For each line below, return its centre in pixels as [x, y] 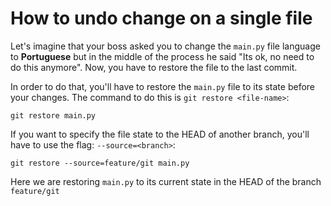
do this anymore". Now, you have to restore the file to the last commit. [154, 67]
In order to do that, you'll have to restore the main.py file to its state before [163, 86]
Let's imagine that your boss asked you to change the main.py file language [165, 46]
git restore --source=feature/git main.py [100, 163]
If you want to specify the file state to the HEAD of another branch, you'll [160, 134]
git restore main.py [53, 115]
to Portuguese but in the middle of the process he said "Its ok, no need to [162, 56]
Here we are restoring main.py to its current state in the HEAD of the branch [166, 181]
